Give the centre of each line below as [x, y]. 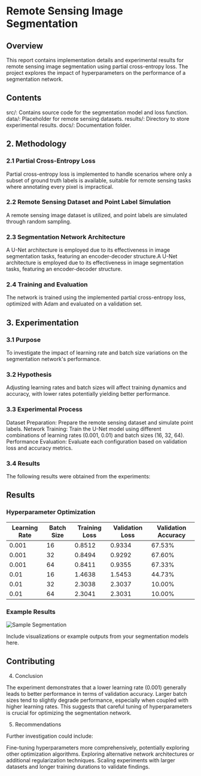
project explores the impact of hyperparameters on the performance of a [96, 73]
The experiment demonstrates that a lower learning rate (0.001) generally [96, 687]
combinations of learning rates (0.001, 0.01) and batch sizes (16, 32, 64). [95, 435]
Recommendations [38, 724]
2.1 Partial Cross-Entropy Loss [51, 161]
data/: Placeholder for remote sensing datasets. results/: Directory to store [98, 118]
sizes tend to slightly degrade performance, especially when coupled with [97, 700]
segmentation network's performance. [54, 359]
